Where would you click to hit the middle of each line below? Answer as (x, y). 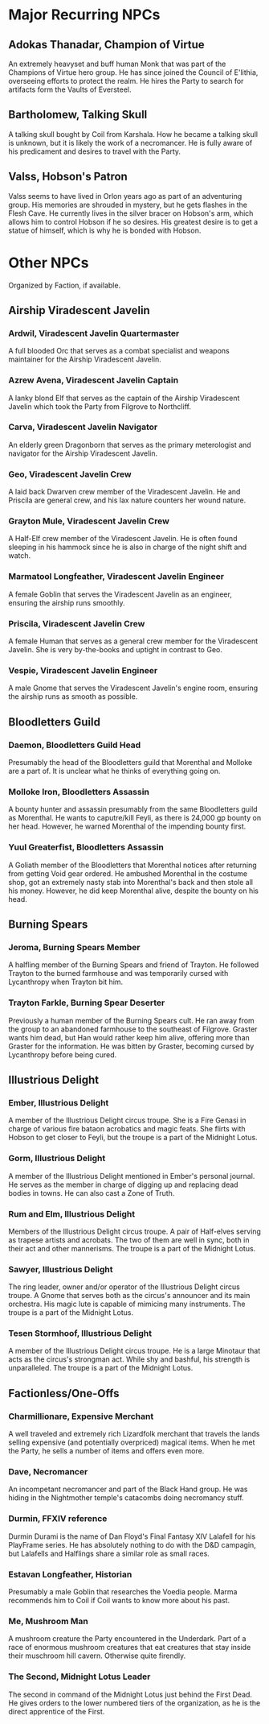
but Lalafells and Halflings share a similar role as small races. (109, 1553)
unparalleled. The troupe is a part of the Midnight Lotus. (101, 1368)
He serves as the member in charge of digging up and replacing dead (123, 1184)
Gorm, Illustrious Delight (57, 1159)
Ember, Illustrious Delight (59, 1102)
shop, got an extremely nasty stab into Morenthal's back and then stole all (131, 882)
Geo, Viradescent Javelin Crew (70, 474)
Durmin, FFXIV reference (58, 1519)
